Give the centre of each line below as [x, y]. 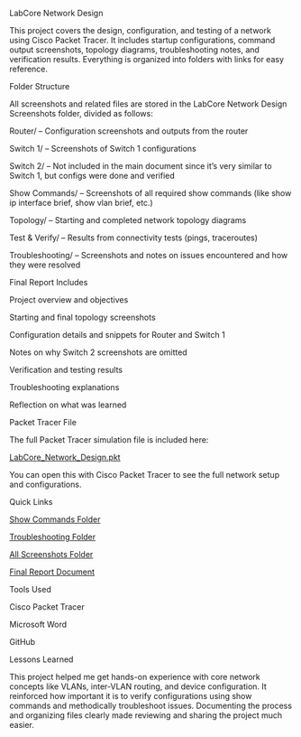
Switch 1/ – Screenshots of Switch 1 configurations [103, 149]
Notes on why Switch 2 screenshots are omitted [98, 352]
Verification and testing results [66, 370]
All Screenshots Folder [51, 554]
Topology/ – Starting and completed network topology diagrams [128, 220]
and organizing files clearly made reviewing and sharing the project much [146, 715]
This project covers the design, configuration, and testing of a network [141, 30]
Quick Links [31, 502]
